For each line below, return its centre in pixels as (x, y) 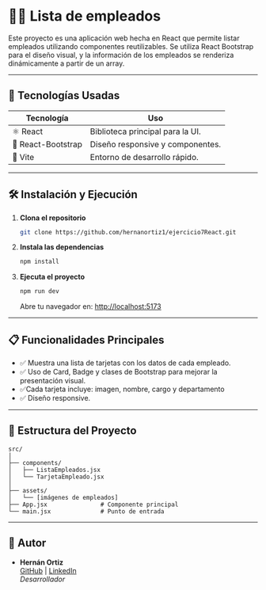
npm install (39, 262)
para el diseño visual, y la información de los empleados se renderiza (121, 55)
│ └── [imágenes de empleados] (63, 497)
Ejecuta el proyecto (52, 277)
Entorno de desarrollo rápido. (144, 157)
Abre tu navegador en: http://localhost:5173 (91, 306)
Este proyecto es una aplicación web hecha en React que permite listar (124, 38)
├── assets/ (28, 490)
